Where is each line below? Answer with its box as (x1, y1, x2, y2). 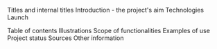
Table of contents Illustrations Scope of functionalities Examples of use (7, 27, 210, 35)
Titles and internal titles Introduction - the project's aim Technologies (7, 6, 205, 14)
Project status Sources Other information (7, 34, 124, 42)
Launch (7, 13, 29, 21)
